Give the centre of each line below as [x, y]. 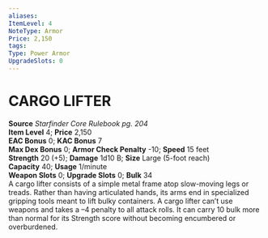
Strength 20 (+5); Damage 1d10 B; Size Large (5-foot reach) [109, 158]
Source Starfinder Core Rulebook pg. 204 [78, 123]
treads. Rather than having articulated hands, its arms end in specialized [129, 192]
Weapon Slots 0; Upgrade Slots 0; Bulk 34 [81, 175]
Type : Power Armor [39, 53]
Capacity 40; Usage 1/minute [58, 166]
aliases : [23, 16]
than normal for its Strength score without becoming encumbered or [122, 218]
